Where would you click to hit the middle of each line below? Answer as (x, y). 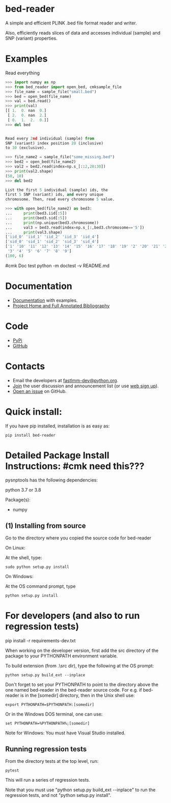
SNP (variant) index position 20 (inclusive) (54, 143)
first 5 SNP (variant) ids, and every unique (54, 195)
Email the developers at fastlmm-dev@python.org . (65, 380)
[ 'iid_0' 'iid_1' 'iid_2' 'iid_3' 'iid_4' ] (52, 237)
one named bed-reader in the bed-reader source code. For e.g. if (74, 690)
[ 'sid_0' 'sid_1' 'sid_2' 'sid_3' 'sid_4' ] (52, 242)
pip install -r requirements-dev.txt (40, 641)
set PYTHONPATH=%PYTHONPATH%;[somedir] (48, 724)
